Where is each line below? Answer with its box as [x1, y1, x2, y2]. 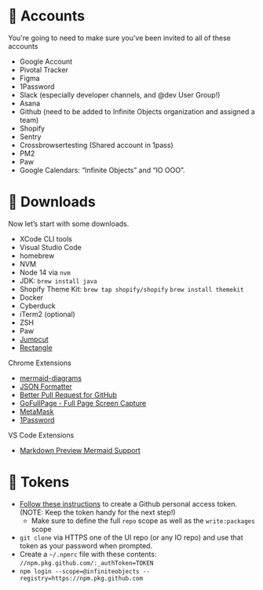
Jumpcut [19, 334, 49, 344]
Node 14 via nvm [19, 267, 71, 277]
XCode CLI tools [19, 234, 73, 243]
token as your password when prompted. [19, 540, 153, 550]
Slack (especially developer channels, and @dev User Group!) [19, 90, 221, 99]
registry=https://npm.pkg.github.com [19, 574, 144, 582]
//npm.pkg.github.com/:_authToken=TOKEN [19, 559, 154, 567]
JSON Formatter [19, 382, 73, 391]
